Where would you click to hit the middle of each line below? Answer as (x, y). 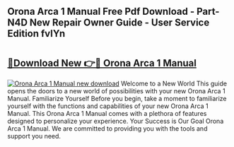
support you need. (34, 136)
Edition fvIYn (36, 34)
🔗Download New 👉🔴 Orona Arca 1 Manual (102, 63)
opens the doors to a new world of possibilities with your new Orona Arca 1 (116, 91)
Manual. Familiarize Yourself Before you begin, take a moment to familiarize (117, 99)
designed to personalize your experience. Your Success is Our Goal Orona (116, 121)
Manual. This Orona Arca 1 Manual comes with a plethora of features (107, 113)
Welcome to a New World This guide (174, 83)
